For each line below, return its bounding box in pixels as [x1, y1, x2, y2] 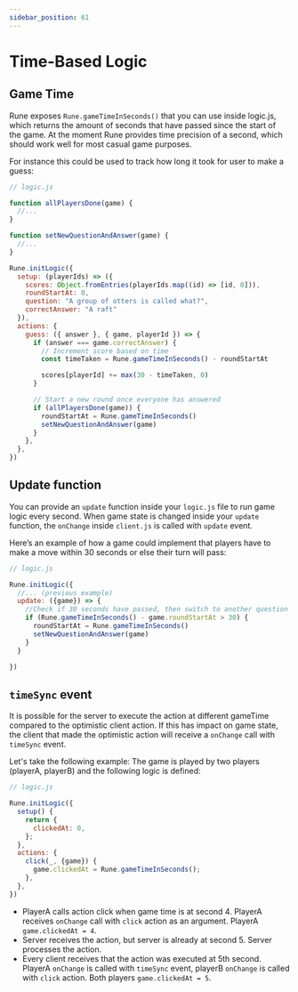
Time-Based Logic [9, 51, 148, 71]
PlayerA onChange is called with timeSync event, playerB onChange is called [21, 963, 290, 973]
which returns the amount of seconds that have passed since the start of [9, 119, 277, 130]
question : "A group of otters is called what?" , [25, 297, 209, 306]
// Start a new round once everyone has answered [32, 395, 221, 404]
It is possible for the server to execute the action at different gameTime [9, 711, 270, 722]
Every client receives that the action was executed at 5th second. [21, 953, 262, 964]
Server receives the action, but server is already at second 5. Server [21, 934, 273, 945]
